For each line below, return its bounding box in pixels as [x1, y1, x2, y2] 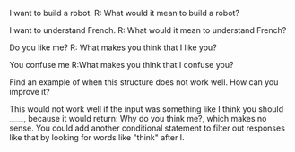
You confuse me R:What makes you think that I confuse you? [9, 60, 234, 70]
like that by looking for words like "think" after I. [9, 132, 186, 142]
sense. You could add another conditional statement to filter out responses [9, 122, 285, 133]
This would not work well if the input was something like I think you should [9, 104, 284, 114]
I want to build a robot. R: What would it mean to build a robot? [9, 8, 240, 18]
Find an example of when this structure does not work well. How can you [9, 77, 279, 88]
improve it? [9, 87, 51, 97]
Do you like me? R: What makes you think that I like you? [9, 42, 217, 53]
